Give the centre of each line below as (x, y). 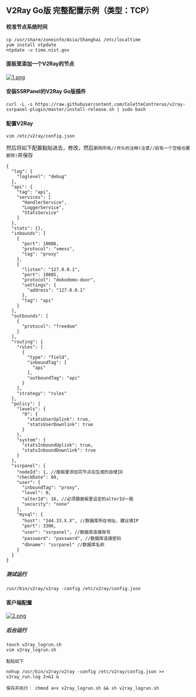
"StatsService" (40, 213)
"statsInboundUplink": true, (57, 445)
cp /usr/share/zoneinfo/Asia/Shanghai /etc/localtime (74, 40)
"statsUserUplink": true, (59, 420)
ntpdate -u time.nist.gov (38, 50)
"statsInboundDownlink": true (59, 450)
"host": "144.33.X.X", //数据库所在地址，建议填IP (80, 521)
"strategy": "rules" (42, 394)
